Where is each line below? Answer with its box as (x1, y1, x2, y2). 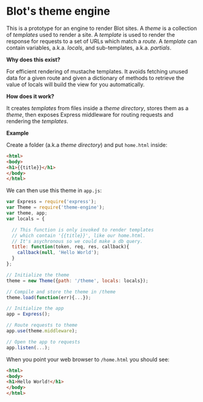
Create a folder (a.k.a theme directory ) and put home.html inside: (6, 141, 168, 148)
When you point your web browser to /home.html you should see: (6, 355, 169, 363)
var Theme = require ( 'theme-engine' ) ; (6, 204, 105, 210)
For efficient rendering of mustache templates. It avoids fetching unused (6, 67, 188, 75)
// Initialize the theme (6, 272, 69, 278)
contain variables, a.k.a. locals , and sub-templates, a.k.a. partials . (6, 44, 172, 51)
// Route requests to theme (6, 322, 78, 329)
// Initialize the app (6, 305, 64, 311)
